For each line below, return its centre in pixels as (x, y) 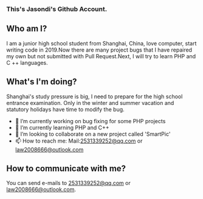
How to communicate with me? (66, 168)
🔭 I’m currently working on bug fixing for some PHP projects (90, 121)
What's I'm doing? (42, 82)
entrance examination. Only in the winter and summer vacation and (90, 103)
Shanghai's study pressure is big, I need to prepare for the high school (95, 96)
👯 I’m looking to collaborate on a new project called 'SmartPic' (93, 134)
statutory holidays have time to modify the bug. (65, 109)
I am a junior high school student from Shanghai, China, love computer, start (101, 43)
